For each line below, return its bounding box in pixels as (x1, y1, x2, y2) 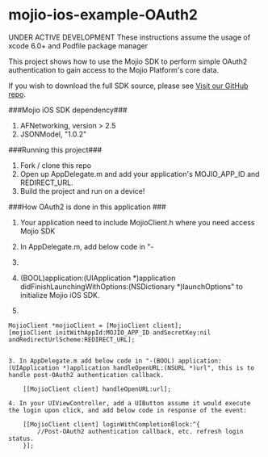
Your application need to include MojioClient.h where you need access (19, 217, 255, 227)
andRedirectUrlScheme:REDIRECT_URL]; (8, 335, 136, 344)
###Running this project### (8, 145, 103, 154)
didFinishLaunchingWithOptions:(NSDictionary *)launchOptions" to (19, 281, 244, 291)
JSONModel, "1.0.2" (19, 129, 87, 139)
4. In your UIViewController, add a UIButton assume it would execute (8, 399, 251, 407)
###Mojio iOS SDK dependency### (8, 105, 128, 115)
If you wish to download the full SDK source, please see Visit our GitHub (8, 81, 249, 90)
